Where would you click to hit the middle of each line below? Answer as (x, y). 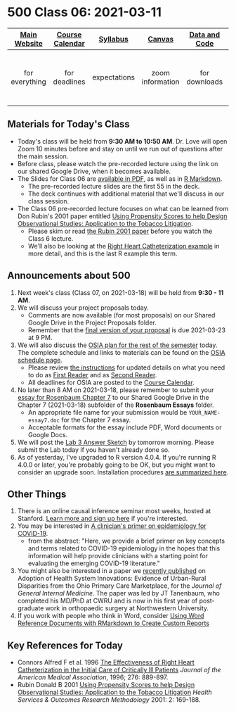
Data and (205, 34)
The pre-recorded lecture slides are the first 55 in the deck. (114, 186)
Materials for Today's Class (68, 124)
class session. (48, 201)
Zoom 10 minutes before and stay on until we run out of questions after (120, 149)
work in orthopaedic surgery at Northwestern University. (127, 608)
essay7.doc (44, 420)
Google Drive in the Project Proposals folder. (92, 322)
